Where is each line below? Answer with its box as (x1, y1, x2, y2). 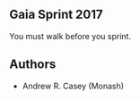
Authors (9, 57, 57, 72)
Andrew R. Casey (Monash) (22, 80, 124, 91)
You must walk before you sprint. (9, 30, 132, 41)
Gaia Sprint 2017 (9, 7, 103, 22)
